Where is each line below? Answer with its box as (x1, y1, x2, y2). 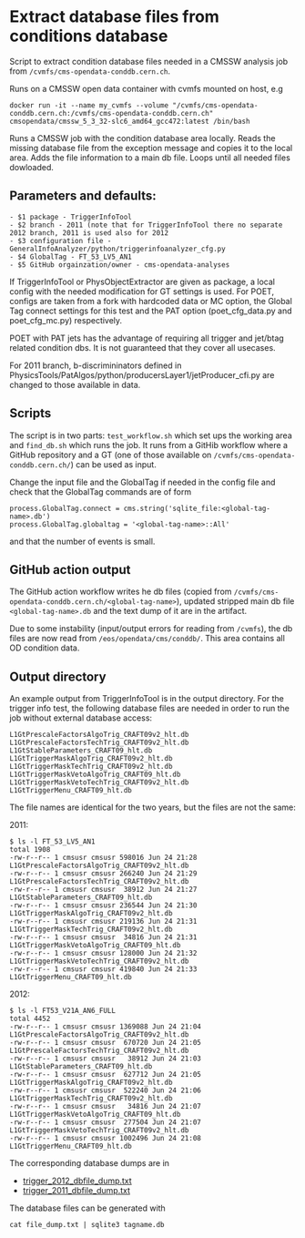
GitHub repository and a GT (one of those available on (9, 449, 212, 460)
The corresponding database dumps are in (9, 1158, 170, 1169)
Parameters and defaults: (9, 189, 157, 204)
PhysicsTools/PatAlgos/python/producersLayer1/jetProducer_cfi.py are (9, 369, 275, 380)
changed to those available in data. (9, 379, 141, 390)
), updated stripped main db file (176, 596, 295, 607)
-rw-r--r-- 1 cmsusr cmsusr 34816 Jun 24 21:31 (9, 933, 198, 942)
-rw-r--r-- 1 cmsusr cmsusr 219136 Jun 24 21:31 (9, 917, 198, 926)
